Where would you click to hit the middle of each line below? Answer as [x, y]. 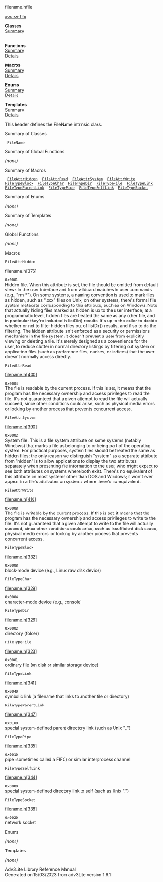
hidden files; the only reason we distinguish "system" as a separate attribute [81, 456]
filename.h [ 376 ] [21, 271]
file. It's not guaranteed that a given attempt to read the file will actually [76, 399]
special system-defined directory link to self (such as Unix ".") [67, 791]
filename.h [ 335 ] [21, 746]
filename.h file [19, 7]
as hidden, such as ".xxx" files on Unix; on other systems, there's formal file [81, 300]
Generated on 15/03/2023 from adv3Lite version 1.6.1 [58, 874]
